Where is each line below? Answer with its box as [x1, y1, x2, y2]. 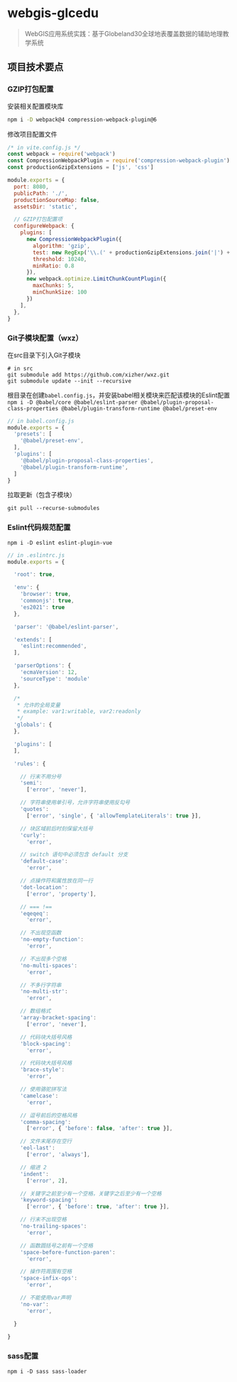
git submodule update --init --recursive [7, 377, 132, 385]
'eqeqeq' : [20, 910, 50, 917]
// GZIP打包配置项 [13, 216, 62, 223]
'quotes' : [20, 806, 50, 813]
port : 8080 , [13, 183, 50, 190]
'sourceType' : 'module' [20, 675, 91, 682]
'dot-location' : [20, 883, 69, 891]
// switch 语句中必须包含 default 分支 [20, 851, 128, 859]
